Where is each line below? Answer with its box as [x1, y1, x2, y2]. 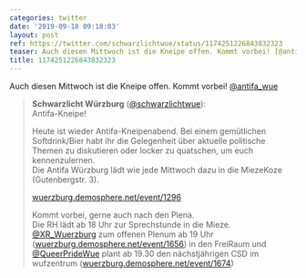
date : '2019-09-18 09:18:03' [9, 22, 120, 31]
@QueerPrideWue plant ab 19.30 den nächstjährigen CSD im [31, 248, 260, 259]
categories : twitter [9, 13, 88, 23]
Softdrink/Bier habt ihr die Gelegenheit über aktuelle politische [31, 136, 266, 146]
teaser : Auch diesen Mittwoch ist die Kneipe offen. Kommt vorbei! [9, 47, 271, 57]
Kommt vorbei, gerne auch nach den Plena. [31, 210, 195, 220]
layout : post [9, 30, 59, 39]
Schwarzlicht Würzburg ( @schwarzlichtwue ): [31, 98, 207, 109]
